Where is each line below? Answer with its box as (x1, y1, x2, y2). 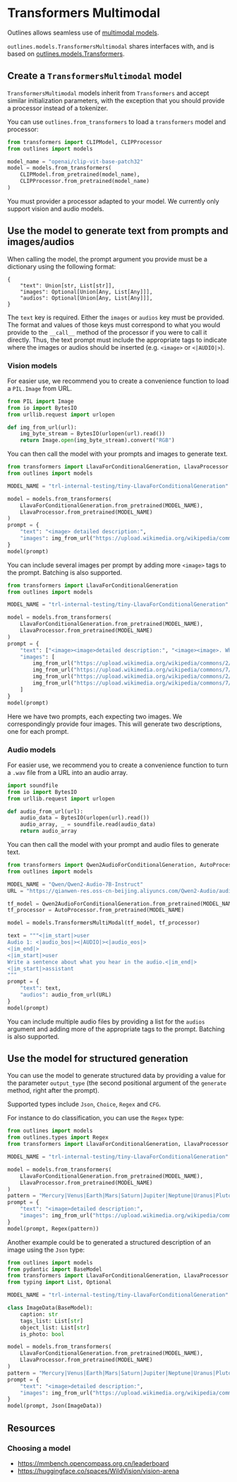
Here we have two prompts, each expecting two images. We (7, 712, 183, 721)
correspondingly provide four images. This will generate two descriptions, (7, 719, 222, 728)
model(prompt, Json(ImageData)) (7, 1402, 102, 1410)
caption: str (20, 1310, 59, 1318)
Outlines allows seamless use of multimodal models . (7, 28, 159, 37)
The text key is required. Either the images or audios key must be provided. (7, 313, 224, 321)
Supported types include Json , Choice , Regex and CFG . (7, 1100, 161, 1108)
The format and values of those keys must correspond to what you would (7, 320, 221, 329)
